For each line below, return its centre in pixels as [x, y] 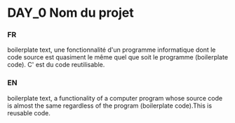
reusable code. [29, 113]
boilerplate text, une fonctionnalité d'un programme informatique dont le [112, 50]
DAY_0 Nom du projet [71, 13]
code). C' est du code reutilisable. [56, 65]
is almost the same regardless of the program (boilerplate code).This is [110, 106]
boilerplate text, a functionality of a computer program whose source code [115, 98]
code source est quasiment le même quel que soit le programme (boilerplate [118, 57]
